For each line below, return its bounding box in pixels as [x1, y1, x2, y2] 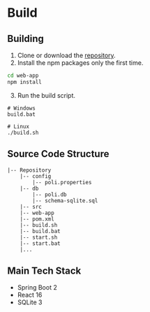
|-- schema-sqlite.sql [32, 197, 98, 204]
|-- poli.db [32, 191, 68, 198]
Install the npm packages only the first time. [17, 59, 144, 67]
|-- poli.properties [32, 179, 92, 186]
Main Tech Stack [7, 265, 82, 276]
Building [7, 33, 44, 45]
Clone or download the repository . [17, 51, 117, 59]
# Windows [7, 105, 36, 112]
